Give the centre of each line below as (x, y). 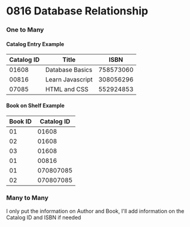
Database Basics (69, 70)
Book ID (20, 121)
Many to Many (27, 198)
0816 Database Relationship (77, 11)
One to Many (25, 30)
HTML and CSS (67, 89)
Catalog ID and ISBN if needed (44, 217)
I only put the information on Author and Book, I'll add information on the (95, 211)
